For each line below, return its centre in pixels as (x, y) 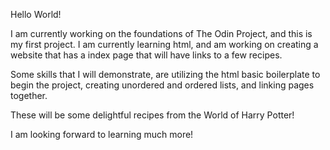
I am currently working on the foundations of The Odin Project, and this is (161, 33)
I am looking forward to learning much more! (102, 134)
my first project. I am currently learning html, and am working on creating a (164, 44)
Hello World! (36, 14)
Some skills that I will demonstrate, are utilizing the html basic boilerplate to (165, 74)
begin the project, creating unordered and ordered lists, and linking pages (162, 85)
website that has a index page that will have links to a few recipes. (146, 55)
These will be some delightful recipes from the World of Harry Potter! (152, 115)
